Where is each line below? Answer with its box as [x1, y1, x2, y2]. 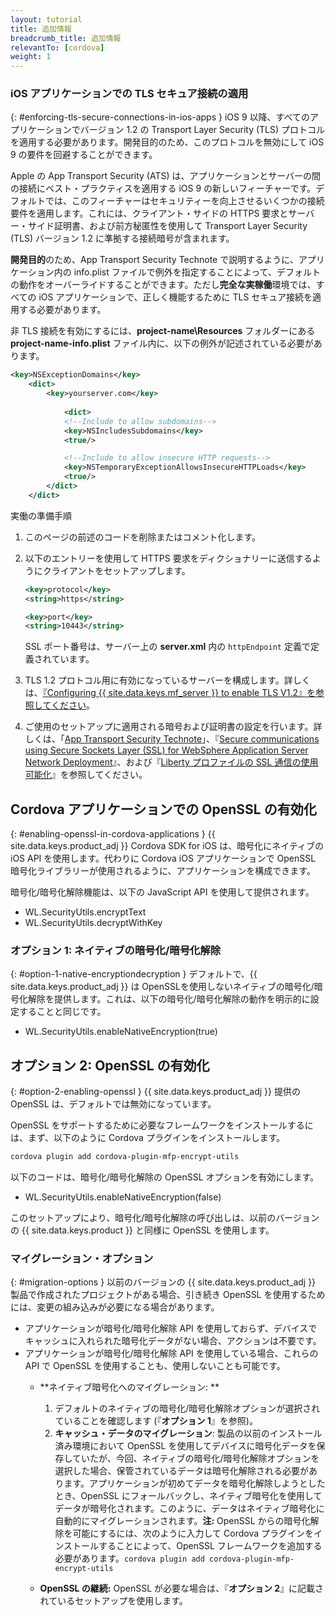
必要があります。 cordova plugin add [54, 1552, 205, 1565]
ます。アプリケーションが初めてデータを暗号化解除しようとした [63, 1477, 326, 1490]
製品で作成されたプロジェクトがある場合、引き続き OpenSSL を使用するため [10, 1289, 326, 1301]
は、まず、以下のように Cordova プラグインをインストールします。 [10, 1132, 286, 1144]
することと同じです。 [18, 1006, 107, 1018]
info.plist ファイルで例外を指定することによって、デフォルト [73, 266, 321, 278]
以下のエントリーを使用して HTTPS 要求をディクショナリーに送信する [24, 552, 313, 564]
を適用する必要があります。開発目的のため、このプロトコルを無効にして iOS [10, 136, 325, 148]
